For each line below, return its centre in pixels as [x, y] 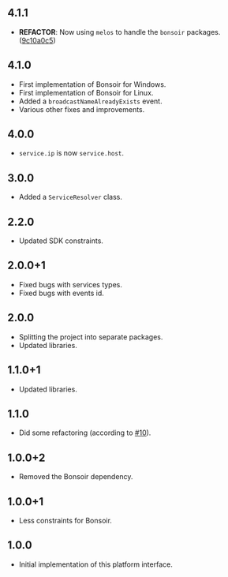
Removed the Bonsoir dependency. [76, 477]
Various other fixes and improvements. [82, 109]
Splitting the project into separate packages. [91, 337]
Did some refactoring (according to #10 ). [85, 433]
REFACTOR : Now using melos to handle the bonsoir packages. [120, 32]
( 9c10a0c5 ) [37, 40]
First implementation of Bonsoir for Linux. [86, 92]
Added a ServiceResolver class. [71, 197]
